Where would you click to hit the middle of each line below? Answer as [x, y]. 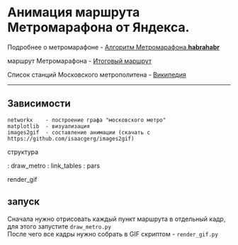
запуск [24, 202]
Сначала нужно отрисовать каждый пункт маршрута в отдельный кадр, [117, 219]
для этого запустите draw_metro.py [59, 226]
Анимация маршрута [74, 12]
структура [23, 152]
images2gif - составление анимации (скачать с [79, 132]
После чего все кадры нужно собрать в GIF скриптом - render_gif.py [113, 234]
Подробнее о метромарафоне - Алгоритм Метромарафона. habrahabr [113, 47]
